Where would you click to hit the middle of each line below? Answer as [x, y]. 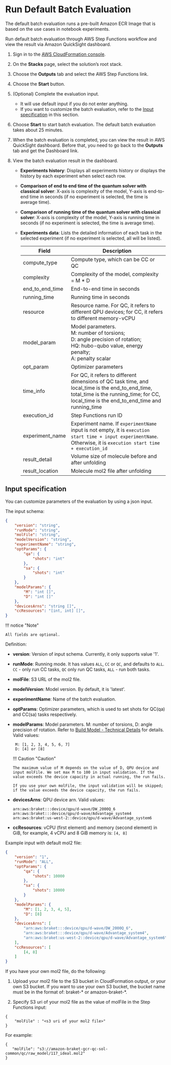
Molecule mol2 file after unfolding [111, 471]
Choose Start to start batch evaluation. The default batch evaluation [84, 124]
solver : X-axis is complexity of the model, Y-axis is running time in [90, 217]
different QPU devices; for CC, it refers [117, 312]
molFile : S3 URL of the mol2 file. [47, 679]
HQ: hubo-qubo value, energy [107, 345]
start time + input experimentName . [115, 436]
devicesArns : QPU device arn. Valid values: [59, 800]
